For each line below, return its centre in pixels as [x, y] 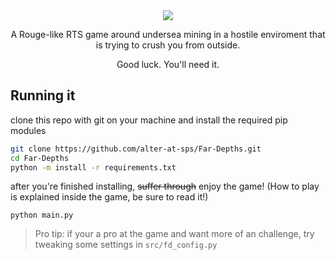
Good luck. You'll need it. [168, 64]
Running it [43, 95]
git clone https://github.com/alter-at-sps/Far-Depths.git [136, 149]
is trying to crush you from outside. [168, 45]
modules [28, 130]
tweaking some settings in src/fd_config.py [126, 245]
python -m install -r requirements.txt [93, 167]
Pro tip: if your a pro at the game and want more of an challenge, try [174, 234]
